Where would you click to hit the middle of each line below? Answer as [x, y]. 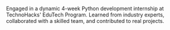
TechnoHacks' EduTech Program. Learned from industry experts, [85, 15]
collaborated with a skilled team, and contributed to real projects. [85, 21]
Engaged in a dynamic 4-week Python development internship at [85, 9]
